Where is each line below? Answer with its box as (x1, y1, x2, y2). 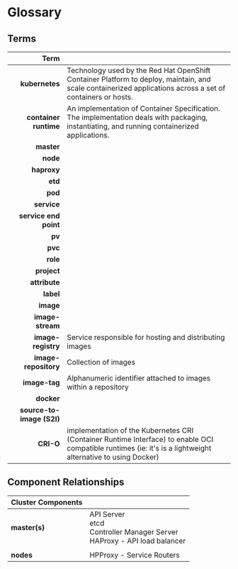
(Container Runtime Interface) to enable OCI (67, 434, 214, 444)
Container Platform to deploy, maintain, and (67, 74, 211, 84)
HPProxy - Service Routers (89, 550, 180, 560)
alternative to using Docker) (67, 452, 159, 462)
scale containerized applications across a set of (67, 83, 226, 93)
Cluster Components (11, 497, 83, 507)
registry (33, 341, 60, 351)
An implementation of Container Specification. (67, 104, 221, 114)
